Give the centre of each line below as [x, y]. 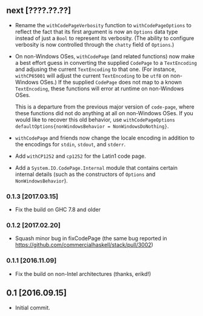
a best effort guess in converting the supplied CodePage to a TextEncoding [106, 62]
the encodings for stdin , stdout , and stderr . [70, 144]
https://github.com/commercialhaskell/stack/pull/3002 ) [84, 245]
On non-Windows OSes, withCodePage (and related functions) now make [105, 56]
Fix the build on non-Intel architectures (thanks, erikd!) [83, 274]
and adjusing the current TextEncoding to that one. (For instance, [95, 69]
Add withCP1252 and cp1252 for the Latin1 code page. [81, 156]
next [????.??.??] [39, 11]
